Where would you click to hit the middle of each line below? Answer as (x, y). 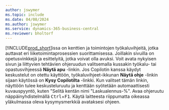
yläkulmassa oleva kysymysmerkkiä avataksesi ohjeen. (63, 102)
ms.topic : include (25, 15)
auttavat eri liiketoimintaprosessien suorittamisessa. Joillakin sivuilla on (80, 53)
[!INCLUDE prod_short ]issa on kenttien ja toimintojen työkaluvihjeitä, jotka (82, 48)
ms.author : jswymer (26, 24)
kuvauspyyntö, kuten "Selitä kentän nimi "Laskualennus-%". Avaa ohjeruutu (84, 91)
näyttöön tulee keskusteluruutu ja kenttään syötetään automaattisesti (77, 86)
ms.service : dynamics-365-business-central (52, 29)
